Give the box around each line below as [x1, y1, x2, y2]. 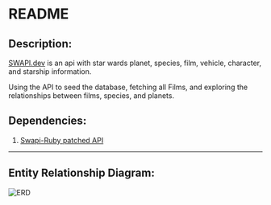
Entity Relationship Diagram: [8, 166, 155, 180]
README [8, 5, 69, 23]
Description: [8, 37, 73, 51]
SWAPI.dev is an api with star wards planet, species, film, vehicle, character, [8, 58, 262, 68]
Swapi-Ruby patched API [19, 135, 104, 145]
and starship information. [8, 67, 92, 76]
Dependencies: [8, 114, 87, 128]
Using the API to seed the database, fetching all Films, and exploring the [8, 82, 248, 92]
